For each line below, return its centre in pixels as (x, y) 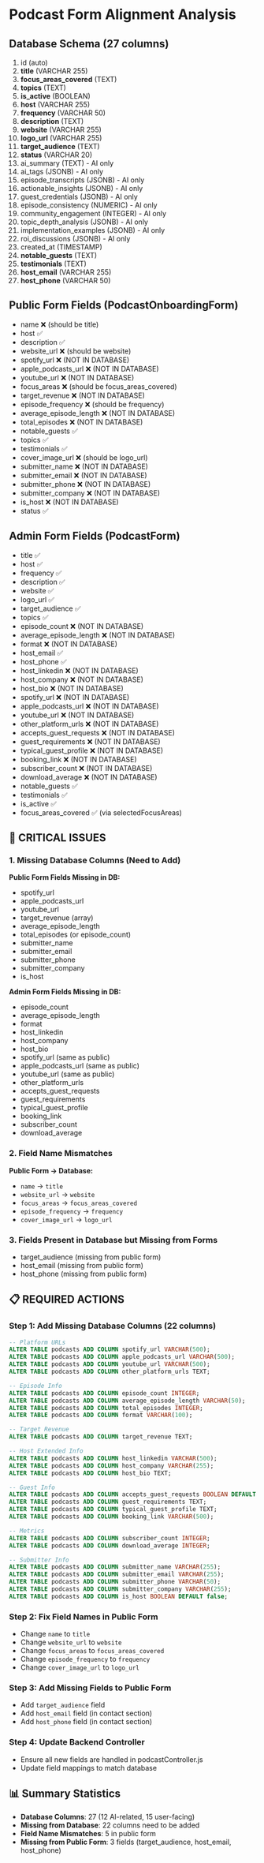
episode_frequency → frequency (72, 1211)
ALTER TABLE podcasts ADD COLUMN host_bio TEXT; (90, 1473)
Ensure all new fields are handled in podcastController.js (112, 1759)
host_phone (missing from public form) (84, 1274)
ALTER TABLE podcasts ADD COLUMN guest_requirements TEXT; (108, 1502)
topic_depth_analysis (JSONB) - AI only (84, 222)
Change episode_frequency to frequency (85, 1659)
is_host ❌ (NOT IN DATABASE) (69, 502)
